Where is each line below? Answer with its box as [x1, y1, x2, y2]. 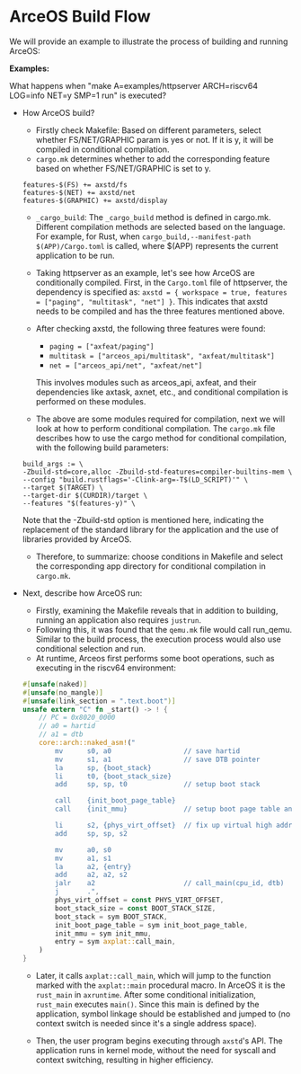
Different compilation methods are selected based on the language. [35, 221, 286, 232]
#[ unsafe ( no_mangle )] [22, 688, 104, 697]
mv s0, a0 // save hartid [55, 746, 241, 756]
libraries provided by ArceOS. [22, 533, 132, 545]
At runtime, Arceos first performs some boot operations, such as [35, 652, 275, 663]
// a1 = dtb [39, 730, 84, 739]
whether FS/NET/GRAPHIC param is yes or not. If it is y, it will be [35, 134, 274, 145]
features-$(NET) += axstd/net [22, 188, 137, 197]
